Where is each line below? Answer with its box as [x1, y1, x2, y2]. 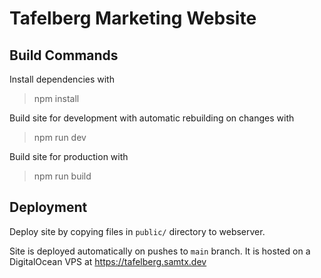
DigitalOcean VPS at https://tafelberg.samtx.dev [9, 255, 207, 267]
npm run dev [33, 132, 87, 143]
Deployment [9, 199, 88, 216]
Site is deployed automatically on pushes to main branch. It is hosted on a [9, 245, 311, 257]
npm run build [33, 170, 92, 182]
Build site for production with [9, 151, 129, 162]
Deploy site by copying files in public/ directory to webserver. [9, 225, 266, 237]
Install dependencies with [9, 73, 115, 85]
